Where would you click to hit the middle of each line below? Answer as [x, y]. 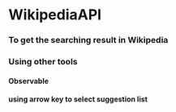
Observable [29, 81]
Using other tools [43, 62]
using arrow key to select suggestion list [78, 99]
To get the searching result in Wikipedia [88, 40]
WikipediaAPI [55, 15]
